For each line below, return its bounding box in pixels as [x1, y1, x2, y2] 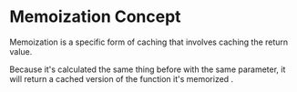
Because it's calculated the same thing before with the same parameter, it [9, 64, 286, 75]
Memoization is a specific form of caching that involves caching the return [9, 36, 289, 47]
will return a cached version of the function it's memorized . [9, 73, 234, 84]
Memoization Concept [9, 6, 181, 27]
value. [9, 46, 33, 56]
